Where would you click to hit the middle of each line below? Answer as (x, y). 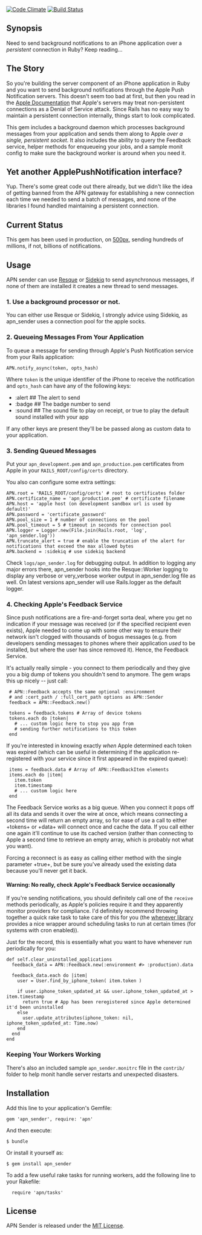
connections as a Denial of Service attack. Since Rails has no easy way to (98, 109)
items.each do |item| (36, 775)
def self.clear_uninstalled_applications (59, 960)
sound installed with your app (52, 417)
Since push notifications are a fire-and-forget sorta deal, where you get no (99, 617)
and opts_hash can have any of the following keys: (69, 386)
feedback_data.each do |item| (50, 976)
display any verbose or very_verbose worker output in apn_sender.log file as (101, 576)
